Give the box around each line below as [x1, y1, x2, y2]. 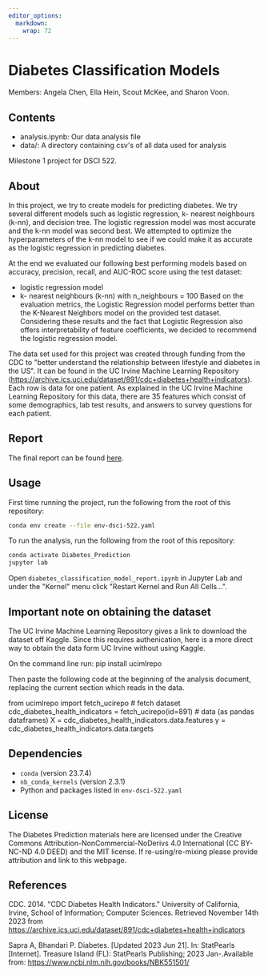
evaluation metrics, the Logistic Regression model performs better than [19, 299, 254, 309]
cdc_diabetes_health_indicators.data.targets [8, 724, 154, 733]
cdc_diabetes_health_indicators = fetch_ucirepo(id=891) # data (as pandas [8, 707, 254, 716]
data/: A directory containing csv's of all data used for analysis [19, 141, 226, 150]
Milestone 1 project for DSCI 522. [8, 156, 118, 166]
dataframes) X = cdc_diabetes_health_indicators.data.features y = [8, 716, 226, 724]
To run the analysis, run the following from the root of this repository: [8, 536, 236, 545]
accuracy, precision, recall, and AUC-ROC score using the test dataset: [8, 267, 242, 276]
